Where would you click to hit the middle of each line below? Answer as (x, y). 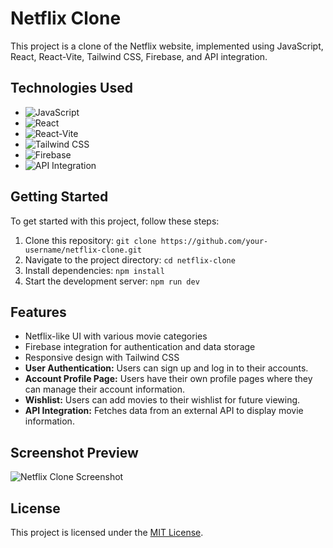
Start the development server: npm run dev (112, 281)
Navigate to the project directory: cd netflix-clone (130, 259)
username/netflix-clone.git (83, 250)
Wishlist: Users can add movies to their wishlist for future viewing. (162, 400)
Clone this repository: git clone (90, 240)
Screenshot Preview (74, 452)
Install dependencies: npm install (94, 270)
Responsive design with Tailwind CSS (102, 358)
